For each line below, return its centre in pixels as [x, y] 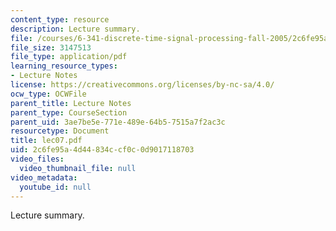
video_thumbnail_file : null [78, 168]
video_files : [37, 159]
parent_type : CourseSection [69, 112]
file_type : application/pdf [69, 57]
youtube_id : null [55, 187]
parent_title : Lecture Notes [71, 103]
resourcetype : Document [60, 131]
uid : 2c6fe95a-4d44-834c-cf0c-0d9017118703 [102, 150]
